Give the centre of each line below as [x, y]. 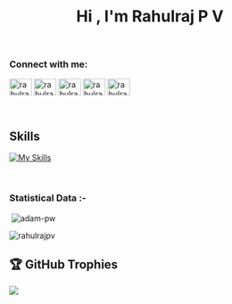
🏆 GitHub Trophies [64, 265]
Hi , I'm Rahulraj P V [150, 16]
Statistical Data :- [48, 198]
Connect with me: [49, 64]
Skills [25, 136]
